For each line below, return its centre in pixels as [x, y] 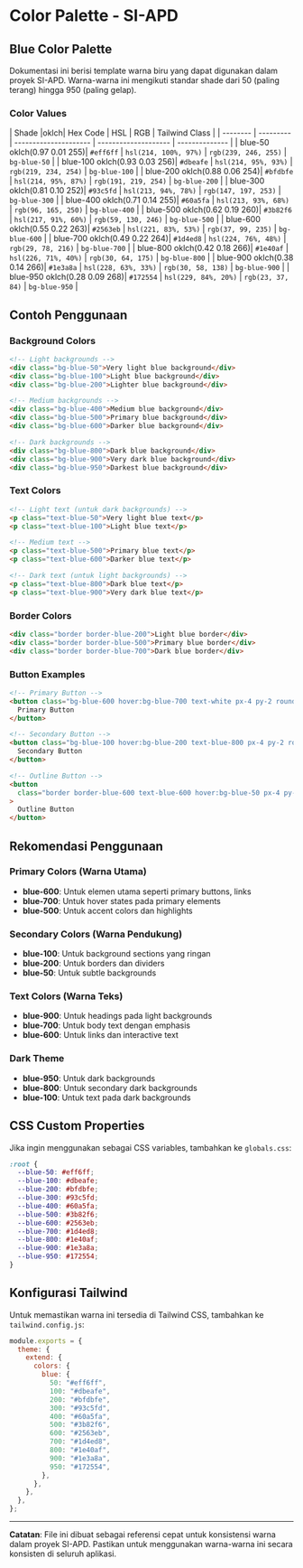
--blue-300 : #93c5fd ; [58, 1198]
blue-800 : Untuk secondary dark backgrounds [110, 1087]
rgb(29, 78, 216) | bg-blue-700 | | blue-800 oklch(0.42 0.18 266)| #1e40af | [149, 248]
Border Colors [41, 615]
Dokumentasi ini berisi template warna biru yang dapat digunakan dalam [143, 70]
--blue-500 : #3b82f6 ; [58, 1214]
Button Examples [47, 674]
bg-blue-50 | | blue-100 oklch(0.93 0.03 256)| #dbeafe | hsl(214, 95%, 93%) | [151, 162]
